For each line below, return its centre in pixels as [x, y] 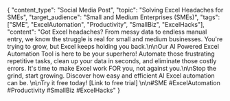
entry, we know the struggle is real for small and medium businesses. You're [115, 39]
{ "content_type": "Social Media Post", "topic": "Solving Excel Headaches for [115, 10]
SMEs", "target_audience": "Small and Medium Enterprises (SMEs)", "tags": [114, 17]
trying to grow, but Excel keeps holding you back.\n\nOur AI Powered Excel [113, 46]
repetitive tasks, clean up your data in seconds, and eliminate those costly [112, 61]
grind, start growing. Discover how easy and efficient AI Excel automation [111, 76]
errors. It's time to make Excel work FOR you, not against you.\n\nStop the [112, 68]
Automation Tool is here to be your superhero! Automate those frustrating [111, 54]
